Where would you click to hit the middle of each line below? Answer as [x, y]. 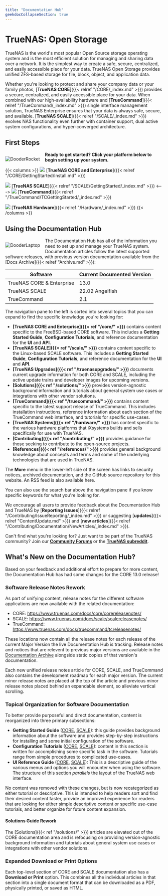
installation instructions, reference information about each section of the [87, 412]
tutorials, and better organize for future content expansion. [66, 809]
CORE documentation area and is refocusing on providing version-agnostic [83, 837]
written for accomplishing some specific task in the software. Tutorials [85, 752]
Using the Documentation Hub [53, 229]
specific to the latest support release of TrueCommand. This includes [84, 407]
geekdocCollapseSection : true [37, 15]
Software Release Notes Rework [45, 587]
